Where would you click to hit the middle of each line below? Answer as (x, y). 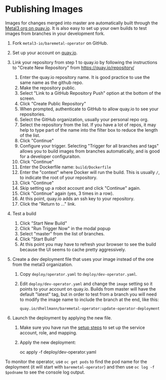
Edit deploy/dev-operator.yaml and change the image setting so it (86, 284)
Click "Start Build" (38, 239)
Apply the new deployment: (48, 342)
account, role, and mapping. (49, 333)
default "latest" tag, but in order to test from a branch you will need (88, 294)
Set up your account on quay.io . (45, 53)
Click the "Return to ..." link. (48, 204)
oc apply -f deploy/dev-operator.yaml (58, 352)
